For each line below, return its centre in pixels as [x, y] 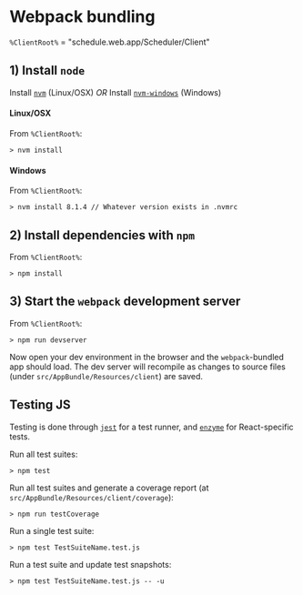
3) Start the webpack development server [125, 302]
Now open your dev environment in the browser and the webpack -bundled [147, 357]
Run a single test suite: [52, 530]
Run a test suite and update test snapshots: [91, 564]
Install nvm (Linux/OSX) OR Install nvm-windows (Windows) [116, 92]
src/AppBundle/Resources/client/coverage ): [92, 497]
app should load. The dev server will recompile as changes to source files [148, 367]
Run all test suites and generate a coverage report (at [109, 488]
